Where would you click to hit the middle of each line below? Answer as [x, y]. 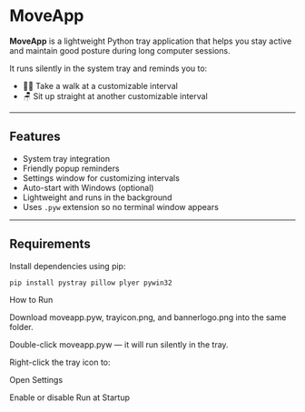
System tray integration [66, 158]
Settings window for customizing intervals [101, 177]
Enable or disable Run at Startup [69, 397]
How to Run [31, 300]
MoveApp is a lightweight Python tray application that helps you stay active [151, 41]
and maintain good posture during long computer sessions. [120, 50]
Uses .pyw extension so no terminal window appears [121, 206]
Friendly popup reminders [71, 168]
